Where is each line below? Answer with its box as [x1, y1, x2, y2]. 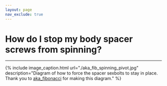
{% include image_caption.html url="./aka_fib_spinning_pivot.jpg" [5, 65, 139, 71]
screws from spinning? [5, 44, 102, 55]
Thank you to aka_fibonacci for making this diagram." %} [5, 76, 122, 82]
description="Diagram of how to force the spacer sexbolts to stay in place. [5, 70, 158, 76]
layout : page [5, 7, 32, 12]
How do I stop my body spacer [5, 33, 133, 45]
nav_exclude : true [5, 12, 43, 17]
